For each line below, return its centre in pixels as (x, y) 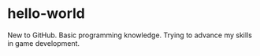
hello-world (46, 14)
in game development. (44, 43)
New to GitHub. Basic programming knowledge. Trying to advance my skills (130, 35)
